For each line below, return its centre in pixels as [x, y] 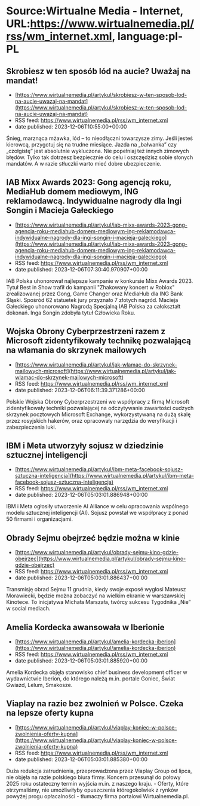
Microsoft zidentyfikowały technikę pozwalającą [99, 341]
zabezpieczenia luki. [31, 427]
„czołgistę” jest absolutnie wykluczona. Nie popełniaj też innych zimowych [98, 151]
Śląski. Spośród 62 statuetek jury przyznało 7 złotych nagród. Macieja [92, 300]
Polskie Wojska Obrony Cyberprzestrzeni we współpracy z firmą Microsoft [98, 401]
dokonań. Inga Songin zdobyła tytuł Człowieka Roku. [71, 313]
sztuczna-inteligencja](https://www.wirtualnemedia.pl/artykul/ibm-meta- [104, 476]
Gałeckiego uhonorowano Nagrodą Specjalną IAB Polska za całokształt [93, 306]
